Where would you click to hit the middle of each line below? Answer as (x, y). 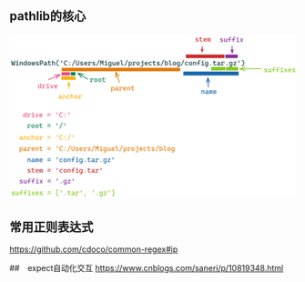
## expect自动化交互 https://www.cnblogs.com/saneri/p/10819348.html (147, 268)
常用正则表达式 (51, 227)
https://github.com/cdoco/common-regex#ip (94, 249)
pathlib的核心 (48, 16)
